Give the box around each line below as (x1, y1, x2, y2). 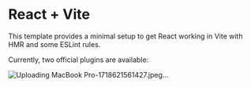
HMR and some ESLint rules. (8, 39, 101, 49)
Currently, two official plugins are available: (8, 55, 149, 64)
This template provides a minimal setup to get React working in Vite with (8, 31, 243, 41)
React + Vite (8, 5, 91, 24)
